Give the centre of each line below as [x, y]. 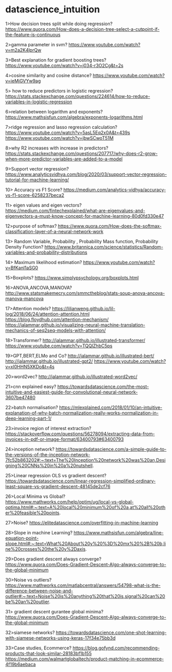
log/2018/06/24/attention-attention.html [47, 314]
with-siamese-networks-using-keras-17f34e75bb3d [60, 638]
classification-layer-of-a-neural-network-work [54, 231]
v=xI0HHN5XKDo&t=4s [30, 366]
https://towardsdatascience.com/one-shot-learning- [111, 632]
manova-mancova [24, 298]
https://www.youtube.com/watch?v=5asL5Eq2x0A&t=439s [68, 133]
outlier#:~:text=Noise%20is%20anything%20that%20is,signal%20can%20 [85, 596]
